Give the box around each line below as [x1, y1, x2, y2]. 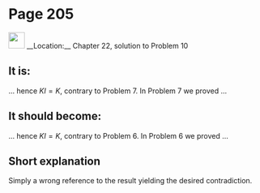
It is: [8, 64, 31, 78]
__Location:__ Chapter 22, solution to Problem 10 [26, 41, 189, 50]
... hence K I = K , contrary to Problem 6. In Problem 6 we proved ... [8, 131, 229, 140]
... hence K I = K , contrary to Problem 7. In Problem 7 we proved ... [8, 86, 228, 96]
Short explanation [8, 154, 101, 168]
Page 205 [8, 5, 75, 24]
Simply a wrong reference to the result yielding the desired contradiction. [8, 176, 253, 186]
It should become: [8, 109, 102, 123]
